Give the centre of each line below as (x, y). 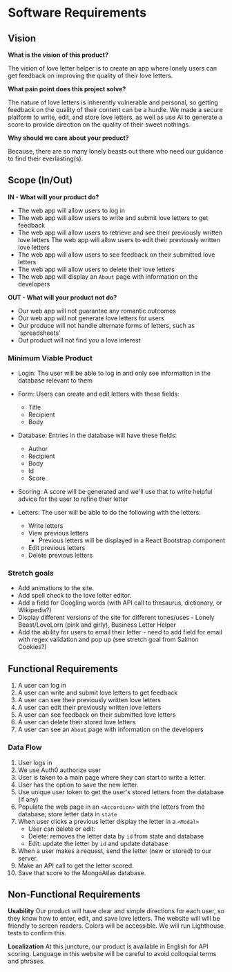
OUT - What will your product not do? (62, 297)
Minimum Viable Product (50, 358)
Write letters (46, 526)
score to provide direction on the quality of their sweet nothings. (99, 125)
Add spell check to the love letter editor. (75, 596)
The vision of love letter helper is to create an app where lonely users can (112, 68)
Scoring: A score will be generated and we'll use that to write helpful (115, 492)
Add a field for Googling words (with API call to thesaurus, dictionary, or (120, 603)
